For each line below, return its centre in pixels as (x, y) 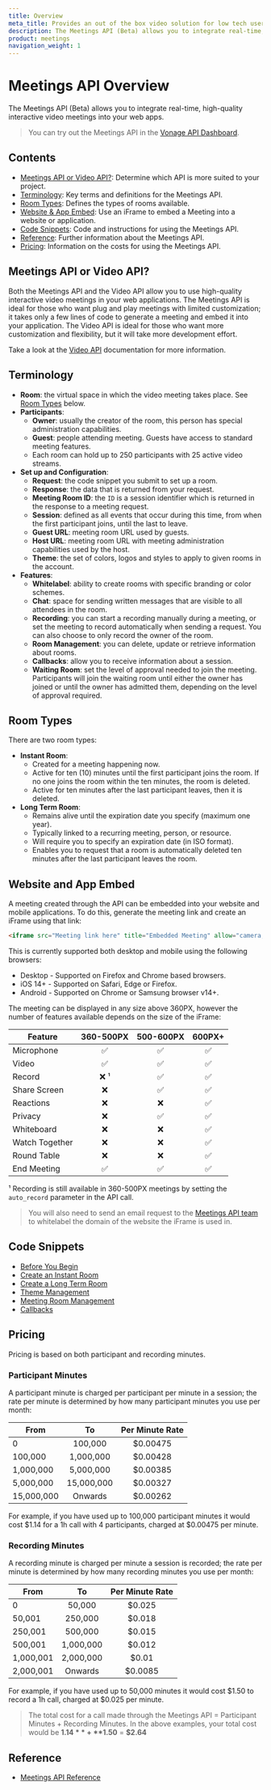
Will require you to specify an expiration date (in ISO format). (133, 842)
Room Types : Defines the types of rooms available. (105, 203)
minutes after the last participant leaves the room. (115, 859)
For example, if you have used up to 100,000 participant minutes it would (129, 1516)
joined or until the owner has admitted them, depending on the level (144, 686)
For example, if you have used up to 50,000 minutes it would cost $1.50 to (131, 1691)
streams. (47, 463)
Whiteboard (35, 1129)
